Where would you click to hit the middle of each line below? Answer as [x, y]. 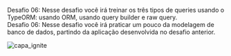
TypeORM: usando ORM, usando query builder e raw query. [92, 17]
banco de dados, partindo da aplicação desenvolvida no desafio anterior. [111, 32]
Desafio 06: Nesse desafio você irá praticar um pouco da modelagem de [111, 25]
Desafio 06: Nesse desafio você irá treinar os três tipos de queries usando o [116, 10]
